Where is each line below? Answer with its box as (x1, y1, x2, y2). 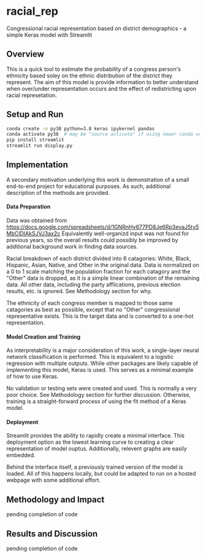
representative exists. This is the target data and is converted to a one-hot (6, 312, 194, 320)
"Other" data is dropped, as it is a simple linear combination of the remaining (6, 275, 200, 282)
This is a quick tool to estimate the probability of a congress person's (6, 65, 181, 73)
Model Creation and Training (6, 333, 81, 340)
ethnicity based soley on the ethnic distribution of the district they (6, 72, 173, 79)
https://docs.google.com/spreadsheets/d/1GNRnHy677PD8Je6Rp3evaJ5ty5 (6, 223, 199, 231)
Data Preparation (6, 203, 51, 210)
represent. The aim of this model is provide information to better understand (6, 78, 199, 85)
